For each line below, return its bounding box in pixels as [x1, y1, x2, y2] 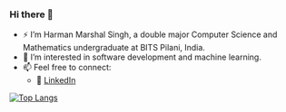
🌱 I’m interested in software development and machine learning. [22, 51, 261, 62]
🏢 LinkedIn [35, 75, 76, 86]
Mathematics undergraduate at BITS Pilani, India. [22, 42, 206, 53]
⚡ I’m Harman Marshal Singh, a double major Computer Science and [22, 29, 278, 40]
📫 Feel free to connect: [22, 62, 112, 73]
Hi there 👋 [9, 8, 54, 21]
